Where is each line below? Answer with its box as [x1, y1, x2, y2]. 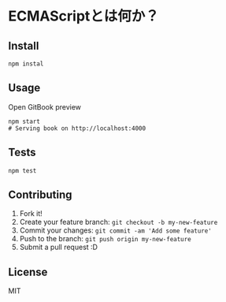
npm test [8, 166, 37, 174]
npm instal [8, 60, 44, 68]
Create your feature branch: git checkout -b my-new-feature [19, 218, 218, 227]
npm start [8, 117, 41, 125]
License [8, 265, 48, 278]
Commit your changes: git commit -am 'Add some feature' [19, 226, 213, 235]
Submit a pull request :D [19, 242, 98, 252]
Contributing [8, 188, 72, 202]
